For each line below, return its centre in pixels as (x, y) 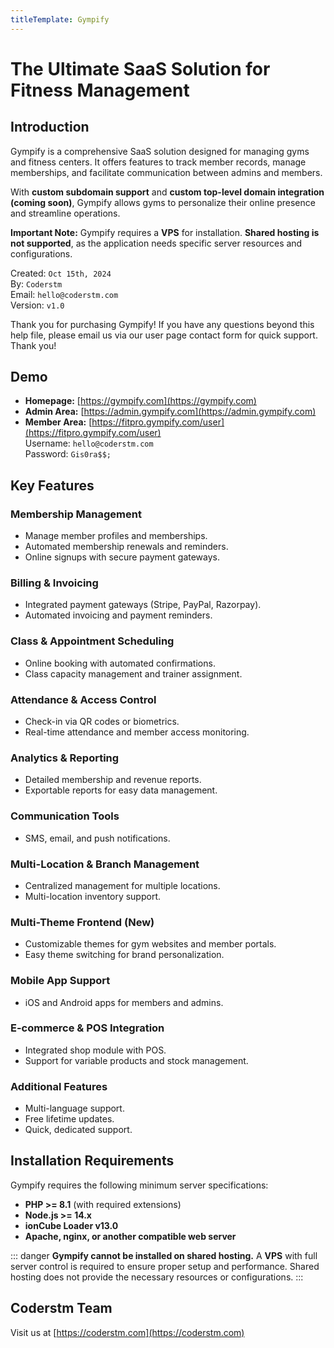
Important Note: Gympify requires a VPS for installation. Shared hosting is (165, 232)
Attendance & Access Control (83, 699)
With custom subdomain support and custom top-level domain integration (167, 192)
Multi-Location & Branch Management (105, 864)
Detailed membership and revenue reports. (113, 780)
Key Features (52, 485)
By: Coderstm (36, 283)
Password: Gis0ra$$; (68, 454)
